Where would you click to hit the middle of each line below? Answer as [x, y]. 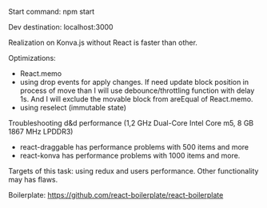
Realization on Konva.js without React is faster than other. [103, 42]
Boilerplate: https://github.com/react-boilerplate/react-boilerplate [116, 195]
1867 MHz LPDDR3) [41, 132]
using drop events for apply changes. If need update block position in [134, 82]
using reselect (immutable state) [73, 108]
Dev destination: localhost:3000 [61, 27]
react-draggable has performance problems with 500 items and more [134, 147]
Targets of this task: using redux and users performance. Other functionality [133, 171]
